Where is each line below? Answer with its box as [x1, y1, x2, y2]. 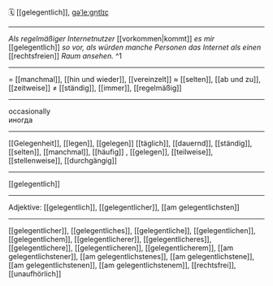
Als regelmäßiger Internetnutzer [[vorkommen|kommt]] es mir [8, 34, 215, 43]
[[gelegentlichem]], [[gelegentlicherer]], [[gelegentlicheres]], [8, 235, 212, 244]
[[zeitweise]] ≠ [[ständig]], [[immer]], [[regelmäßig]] [8, 83, 182, 93]
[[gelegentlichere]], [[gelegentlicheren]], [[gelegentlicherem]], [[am [8, 243, 234, 253]
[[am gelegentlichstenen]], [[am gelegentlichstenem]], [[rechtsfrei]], [8, 260, 236, 270]
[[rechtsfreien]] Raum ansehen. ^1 [8, 51, 122, 60]
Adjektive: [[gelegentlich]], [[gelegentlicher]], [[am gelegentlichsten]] [8, 202, 240, 212]
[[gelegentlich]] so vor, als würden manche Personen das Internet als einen [8, 42, 262, 52]
